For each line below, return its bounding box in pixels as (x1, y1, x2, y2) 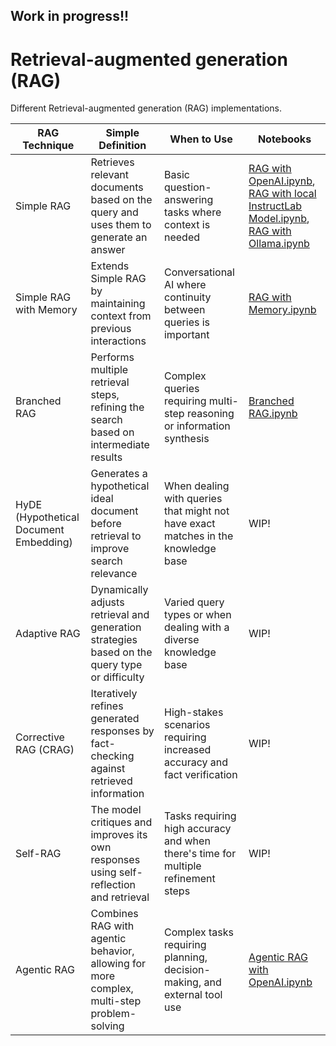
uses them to (90, 218, 152, 232)
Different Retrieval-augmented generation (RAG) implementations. (10, 102, 283, 114)
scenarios (163, 718, 211, 732)
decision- (163, 963, 211, 977)
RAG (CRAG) (15, 743, 75, 757)
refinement (163, 872, 216, 886)
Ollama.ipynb (248, 237, 310, 251)
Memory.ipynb (248, 303, 317, 317)
